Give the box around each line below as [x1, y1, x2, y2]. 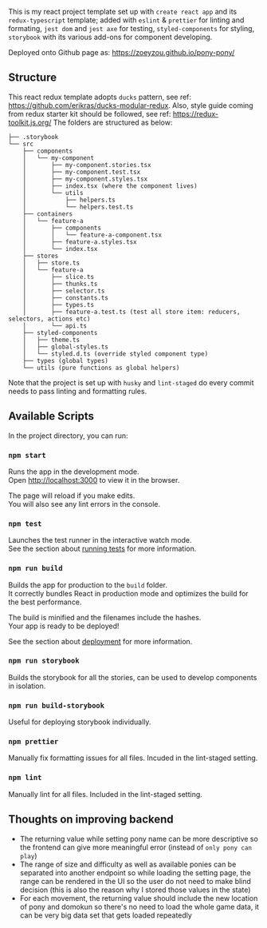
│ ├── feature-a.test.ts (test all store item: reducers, [22, 308, 241, 316]
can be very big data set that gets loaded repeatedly [19, 910, 193, 920]
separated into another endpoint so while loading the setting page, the [19, 867, 251, 878]
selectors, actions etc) [8, 315, 91, 323]
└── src [8, 140, 34, 148]
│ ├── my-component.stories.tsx [22, 161, 151, 169]
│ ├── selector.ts [22, 287, 105, 295]
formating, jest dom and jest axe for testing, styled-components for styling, [8, 24, 255, 33]
